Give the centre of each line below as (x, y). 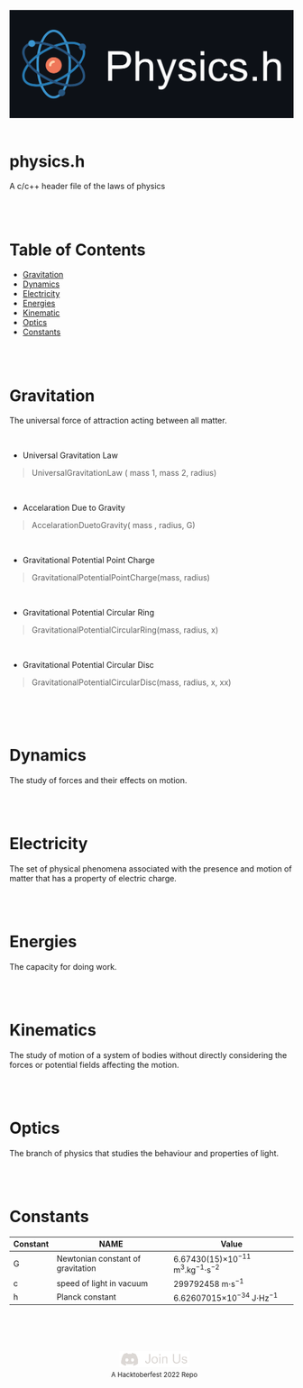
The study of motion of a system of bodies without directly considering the (148, 1055)
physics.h (47, 161)
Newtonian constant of (99, 1259)
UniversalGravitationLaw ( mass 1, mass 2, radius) (124, 473)
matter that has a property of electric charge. (93, 879)
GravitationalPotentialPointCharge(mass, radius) (120, 578)
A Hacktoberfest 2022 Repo (155, 1375)
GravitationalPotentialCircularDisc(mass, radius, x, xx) (131, 682)
